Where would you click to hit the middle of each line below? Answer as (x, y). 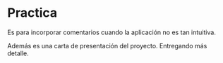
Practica (32, 13)
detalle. (18, 53)
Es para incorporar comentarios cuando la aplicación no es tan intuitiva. (112, 32)
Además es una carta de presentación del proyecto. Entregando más (107, 45)
